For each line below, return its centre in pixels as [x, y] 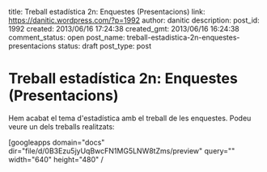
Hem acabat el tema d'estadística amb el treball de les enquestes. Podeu [130, 118]
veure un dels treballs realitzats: [61, 126]
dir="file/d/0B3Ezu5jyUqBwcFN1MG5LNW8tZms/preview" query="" [122, 151]
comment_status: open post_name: [67, 37]
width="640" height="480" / [56, 159]
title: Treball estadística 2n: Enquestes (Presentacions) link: [107, 12]
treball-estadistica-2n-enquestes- [183, 37]
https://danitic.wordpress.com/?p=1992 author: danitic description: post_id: [134, 20]
